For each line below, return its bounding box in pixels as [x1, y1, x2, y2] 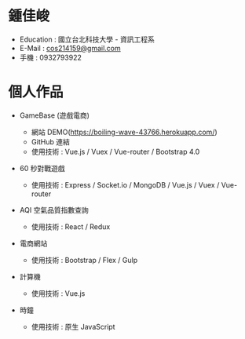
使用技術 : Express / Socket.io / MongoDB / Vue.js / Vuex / [31, 180, 220, 189]
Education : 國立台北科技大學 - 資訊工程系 [19, 35, 155, 44]
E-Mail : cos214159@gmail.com [19, 43, 122, 53]
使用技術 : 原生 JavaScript [31, 322, 115, 331]
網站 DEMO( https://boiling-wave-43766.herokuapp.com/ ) [31, 127, 218, 137]
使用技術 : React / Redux [31, 221, 111, 231]
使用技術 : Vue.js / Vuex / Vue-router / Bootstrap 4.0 [31, 147, 200, 156]
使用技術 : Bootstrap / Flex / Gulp [31, 255, 138, 264]
